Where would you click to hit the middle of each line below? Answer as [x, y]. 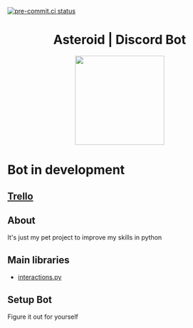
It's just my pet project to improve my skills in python [85, 237]
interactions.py [40, 277]
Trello [20, 196]
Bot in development [66, 170]
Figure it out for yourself [43, 317]
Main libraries [38, 260]
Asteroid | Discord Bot [120, 40]
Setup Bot [30, 299]
